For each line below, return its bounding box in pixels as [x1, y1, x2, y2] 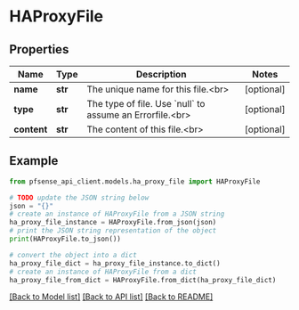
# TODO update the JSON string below [9, 193, 149, 202]
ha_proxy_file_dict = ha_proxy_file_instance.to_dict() [9, 258, 221, 268]
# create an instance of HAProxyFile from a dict [9, 267, 198, 276]
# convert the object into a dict [9, 250, 138, 259]
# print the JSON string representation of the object [9, 226, 217, 235]
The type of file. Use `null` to [86, 98, 206, 110]
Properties [9, 42, 69, 57]
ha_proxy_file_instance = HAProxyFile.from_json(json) [9, 218, 217, 227]
